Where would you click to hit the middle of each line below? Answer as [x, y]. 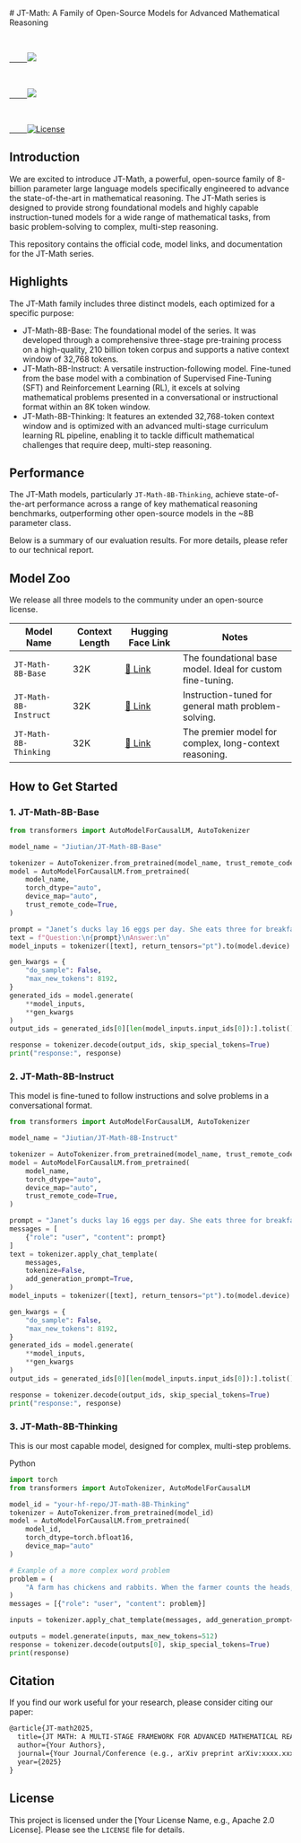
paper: [21, 1712]
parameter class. [40, 523]
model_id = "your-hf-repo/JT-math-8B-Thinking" [100, 1504]
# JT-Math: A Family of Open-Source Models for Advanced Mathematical [145, 13]
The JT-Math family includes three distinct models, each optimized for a [142, 303]
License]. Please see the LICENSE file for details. [97, 1830]
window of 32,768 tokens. [70, 359]
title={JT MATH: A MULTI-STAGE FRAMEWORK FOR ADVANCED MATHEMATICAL [148, 1737]
